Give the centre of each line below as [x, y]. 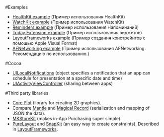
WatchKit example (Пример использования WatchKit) [68, 22]
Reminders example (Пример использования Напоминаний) [76, 27]
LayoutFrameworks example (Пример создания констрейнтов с [79, 38]
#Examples [17, 7]
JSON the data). [29, 113]
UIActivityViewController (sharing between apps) [63, 83]
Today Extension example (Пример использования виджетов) [77, 33]
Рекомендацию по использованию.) [51, 54]
